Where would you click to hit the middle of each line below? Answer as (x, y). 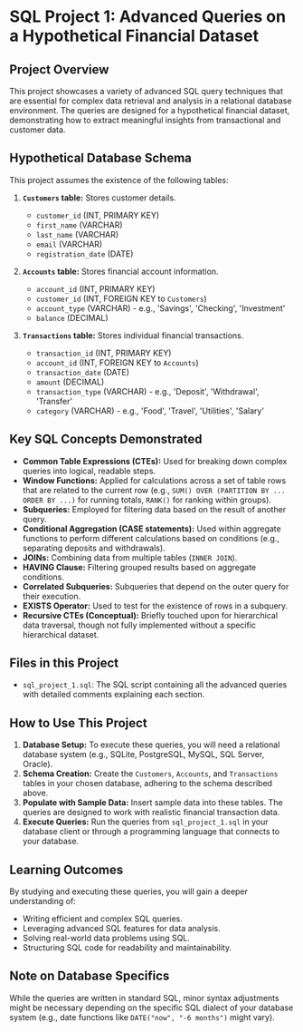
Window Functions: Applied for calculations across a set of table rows (154, 480)
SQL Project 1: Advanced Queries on (148, 17)
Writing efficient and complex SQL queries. (103, 919)
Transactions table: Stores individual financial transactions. (133, 335)
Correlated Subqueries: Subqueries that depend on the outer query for (156, 586)
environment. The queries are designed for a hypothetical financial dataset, (150, 110)
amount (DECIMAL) (70, 382)
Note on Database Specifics (90, 976)
